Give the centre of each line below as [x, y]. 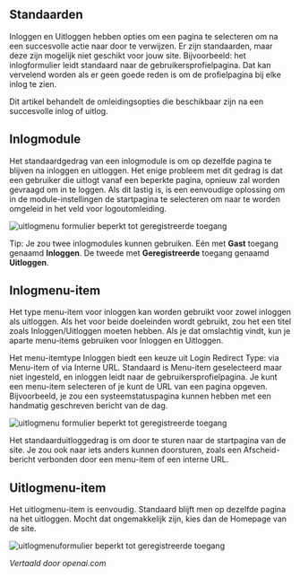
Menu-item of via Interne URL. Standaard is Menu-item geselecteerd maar [146, 368]
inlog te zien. [33, 83]
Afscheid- [261, 450]
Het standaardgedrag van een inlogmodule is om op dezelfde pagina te [141, 161]
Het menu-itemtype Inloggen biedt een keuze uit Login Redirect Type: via [144, 358]
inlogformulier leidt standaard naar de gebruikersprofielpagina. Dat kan [140, 65]
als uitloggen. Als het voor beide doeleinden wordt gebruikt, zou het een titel [150, 321]
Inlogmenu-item [55, 291]
